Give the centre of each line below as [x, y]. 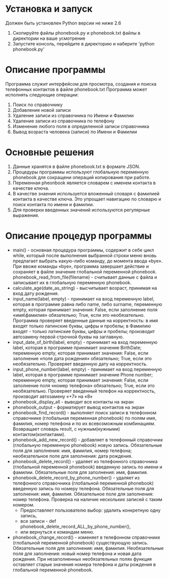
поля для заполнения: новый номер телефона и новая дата [77, 554]
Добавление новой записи [42, 110]
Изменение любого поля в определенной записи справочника [81, 126]
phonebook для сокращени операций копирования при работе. [81, 177]
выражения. [26, 215]
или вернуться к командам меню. [57, 532]
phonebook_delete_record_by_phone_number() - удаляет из [76, 478]
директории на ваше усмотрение [49, 38]
